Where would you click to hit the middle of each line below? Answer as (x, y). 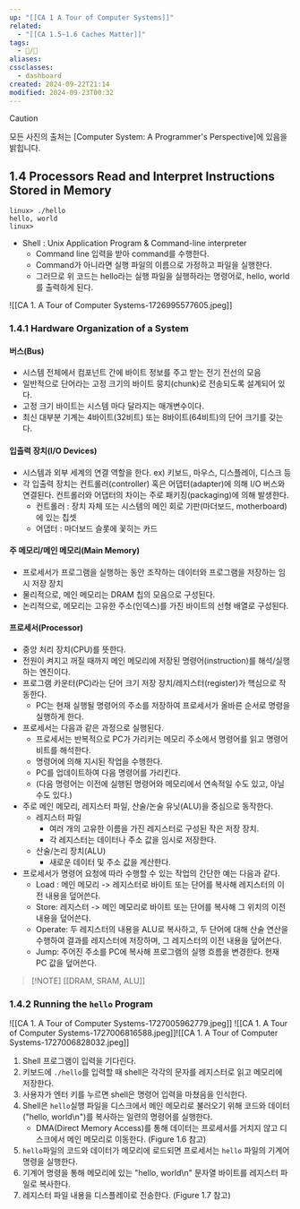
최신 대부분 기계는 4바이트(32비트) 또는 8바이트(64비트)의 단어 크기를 (144, 417)
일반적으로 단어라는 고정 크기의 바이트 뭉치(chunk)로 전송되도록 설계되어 (149, 384)
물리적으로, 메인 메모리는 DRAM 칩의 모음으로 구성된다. (119, 594)
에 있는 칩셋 (56, 517)
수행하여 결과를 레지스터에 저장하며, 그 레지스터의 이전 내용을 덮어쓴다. (159, 940)
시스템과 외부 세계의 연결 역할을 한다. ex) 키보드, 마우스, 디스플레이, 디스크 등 (157, 472)
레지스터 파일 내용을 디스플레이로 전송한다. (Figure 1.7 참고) (126, 1196)
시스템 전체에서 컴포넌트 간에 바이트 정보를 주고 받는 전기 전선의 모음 (141, 373)
